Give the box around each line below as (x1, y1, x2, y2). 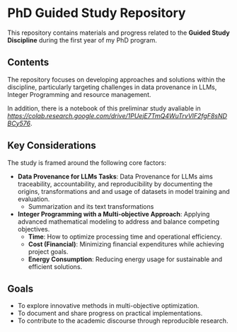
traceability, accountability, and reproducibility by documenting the (17, 179, 213, 188)
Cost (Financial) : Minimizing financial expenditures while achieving (28, 239, 224, 248)
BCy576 (7, 119, 30, 127)
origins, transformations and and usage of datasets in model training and (17, 187, 230, 195)
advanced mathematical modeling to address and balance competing (17, 217, 220, 226)
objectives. (17, 224, 50, 233)
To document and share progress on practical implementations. (17, 309, 203, 318)
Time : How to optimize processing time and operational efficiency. (28, 232, 223, 241)
